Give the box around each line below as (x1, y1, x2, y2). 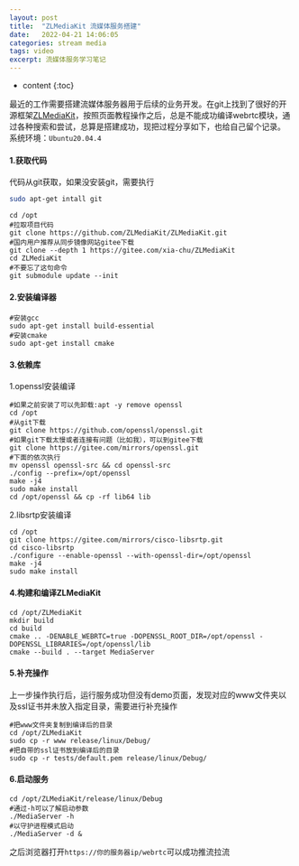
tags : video (9, 47, 54, 56)
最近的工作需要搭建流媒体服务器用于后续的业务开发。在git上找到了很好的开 (9, 98, 287, 109)
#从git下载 (9, 418, 47, 427)
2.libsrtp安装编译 (9, 509, 72, 520)
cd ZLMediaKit (9, 254, 63, 263)
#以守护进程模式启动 (9, 822, 75, 831)
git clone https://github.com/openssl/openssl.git (9, 426, 204, 435)
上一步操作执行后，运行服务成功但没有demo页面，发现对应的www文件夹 (9, 689, 279, 700)
